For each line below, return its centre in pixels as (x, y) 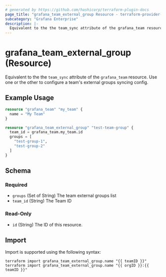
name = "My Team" (27, 114)
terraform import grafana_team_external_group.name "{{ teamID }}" (76, 261)
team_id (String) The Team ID (42, 201)
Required (16, 185)
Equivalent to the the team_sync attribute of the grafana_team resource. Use (81, 77)
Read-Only (19, 214)
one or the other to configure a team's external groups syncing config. (77, 82)
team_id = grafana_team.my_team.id (46, 132)
